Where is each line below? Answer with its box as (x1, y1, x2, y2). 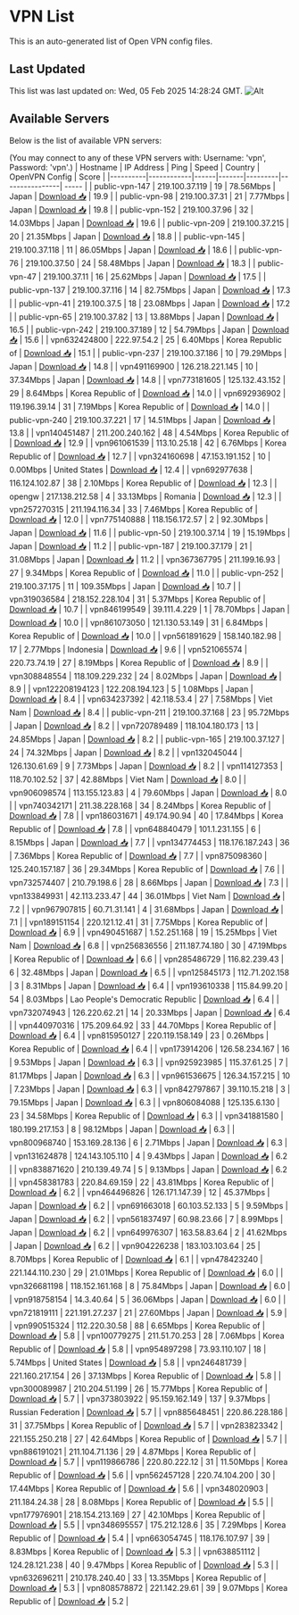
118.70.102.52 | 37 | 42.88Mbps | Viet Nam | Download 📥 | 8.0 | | (9, 774, 247, 785)
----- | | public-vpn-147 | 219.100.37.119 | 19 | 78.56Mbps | (63, 180, 276, 191)
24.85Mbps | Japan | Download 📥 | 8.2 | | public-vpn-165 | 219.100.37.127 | (9, 734, 286, 745)
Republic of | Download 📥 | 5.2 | (9, 1595, 129, 1606)
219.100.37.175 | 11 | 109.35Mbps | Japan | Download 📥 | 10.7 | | (9, 580, 241, 591)
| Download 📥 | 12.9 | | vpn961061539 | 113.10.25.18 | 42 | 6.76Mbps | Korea (9, 437, 287, 448)
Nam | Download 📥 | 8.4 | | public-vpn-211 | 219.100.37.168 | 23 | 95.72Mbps (9, 707, 290, 718)
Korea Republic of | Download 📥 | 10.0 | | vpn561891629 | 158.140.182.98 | (9, 630, 282, 641)
